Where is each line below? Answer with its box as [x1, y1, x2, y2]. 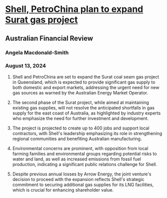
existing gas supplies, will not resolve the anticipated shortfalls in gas [12, 104, 155, 110]
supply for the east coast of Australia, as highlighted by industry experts [12, 110, 161, 116]
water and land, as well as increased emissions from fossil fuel [12, 156, 141, 162]
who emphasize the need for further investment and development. [12, 115, 149, 121]
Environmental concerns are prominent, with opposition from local [12, 145, 149, 151]
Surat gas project [5, 14, 78, 25]
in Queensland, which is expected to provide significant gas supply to [12, 79, 156, 85]
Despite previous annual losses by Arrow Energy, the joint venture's [12, 171, 152, 177]
